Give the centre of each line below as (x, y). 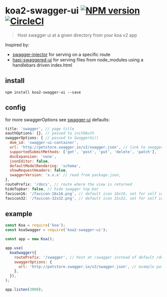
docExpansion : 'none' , (33, 156)
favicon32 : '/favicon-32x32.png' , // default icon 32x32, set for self (81, 198)
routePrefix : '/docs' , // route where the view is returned (69, 185)
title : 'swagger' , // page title (40, 129)
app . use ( (14, 248)
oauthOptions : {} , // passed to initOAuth (50, 133)
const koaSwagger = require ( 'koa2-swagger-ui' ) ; (56, 230)
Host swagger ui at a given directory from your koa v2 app (77, 35)
